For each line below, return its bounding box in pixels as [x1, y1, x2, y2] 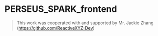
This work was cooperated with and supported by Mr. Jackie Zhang [16, 20, 154, 26]
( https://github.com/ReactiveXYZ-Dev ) [16, 25, 95, 31]
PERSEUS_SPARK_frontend [4, 3, 117, 15]
